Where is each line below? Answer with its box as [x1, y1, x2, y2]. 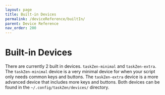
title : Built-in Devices [5, 12, 56, 17]
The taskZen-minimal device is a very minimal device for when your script [5, 69, 156, 75]
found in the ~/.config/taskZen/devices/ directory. [5, 85, 110, 91]
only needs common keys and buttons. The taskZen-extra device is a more [5, 74, 159, 80]
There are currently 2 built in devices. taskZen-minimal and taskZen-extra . [5, 63, 157, 69]
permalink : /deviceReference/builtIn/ [5, 16, 85, 21]
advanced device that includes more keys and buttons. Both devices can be [5, 79, 160, 85]
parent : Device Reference [5, 21, 58, 26]
